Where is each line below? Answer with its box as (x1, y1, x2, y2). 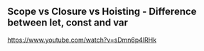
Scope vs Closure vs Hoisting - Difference (7, 6, 197, 18)
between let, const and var (7, 17, 129, 29)
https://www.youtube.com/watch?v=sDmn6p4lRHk (7, 35, 157, 44)
